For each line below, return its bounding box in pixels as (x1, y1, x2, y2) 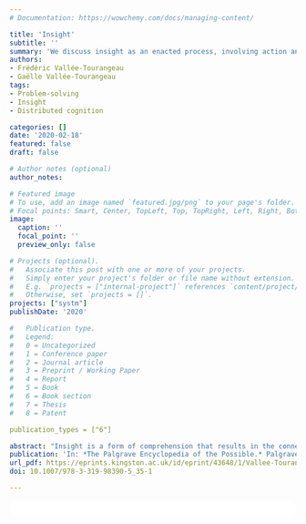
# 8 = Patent (9, 408, 67, 417)
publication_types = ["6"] (9, 425, 112, 434)
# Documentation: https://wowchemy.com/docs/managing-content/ (9, 13, 255, 23)
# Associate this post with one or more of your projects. (9, 265, 247, 274)
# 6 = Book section (9, 392, 92, 401)
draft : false (9, 148, 59, 158)
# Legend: (9, 332, 55, 342)
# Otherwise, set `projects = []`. (9, 291, 153, 300)
